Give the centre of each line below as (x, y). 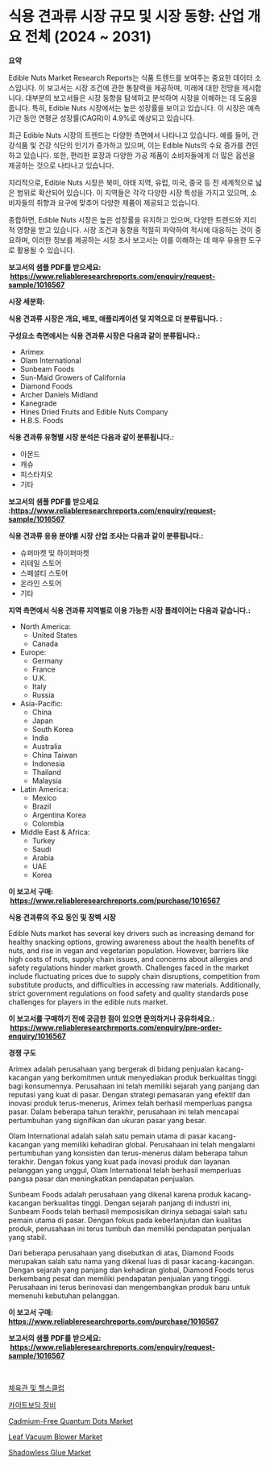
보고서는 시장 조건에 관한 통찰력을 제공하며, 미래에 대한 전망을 (143, 87)
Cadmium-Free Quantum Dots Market (71, 1421)
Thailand (47, 772)
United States (55, 635)
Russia (43, 695)
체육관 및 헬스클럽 (36, 1388)
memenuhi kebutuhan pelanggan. (64, 1296)
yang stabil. (27, 1237)
